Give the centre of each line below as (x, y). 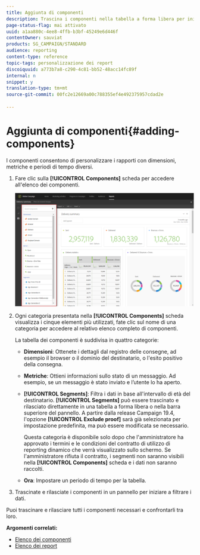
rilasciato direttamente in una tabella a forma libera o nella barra (102, 407)
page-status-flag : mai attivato (46, 25)
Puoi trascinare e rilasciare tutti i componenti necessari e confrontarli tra (95, 510)
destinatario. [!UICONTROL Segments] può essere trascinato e (101, 400)
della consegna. (43, 364)
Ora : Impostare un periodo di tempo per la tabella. (85, 480)
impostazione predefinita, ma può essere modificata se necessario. (106, 426)
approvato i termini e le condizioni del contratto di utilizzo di (97, 444)
